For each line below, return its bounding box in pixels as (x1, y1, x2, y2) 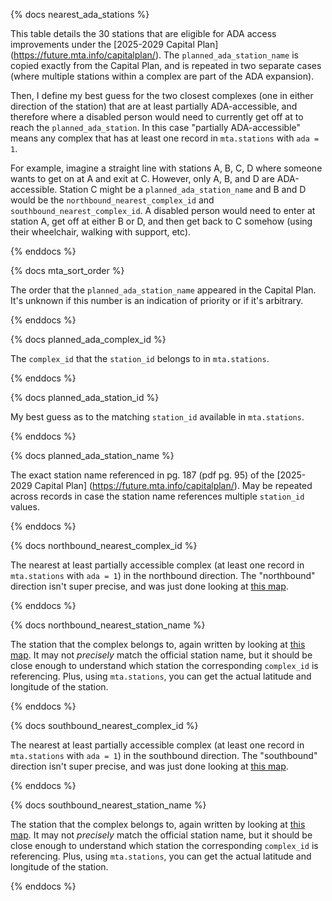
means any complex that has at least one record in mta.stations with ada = (10, 132, 320, 144)
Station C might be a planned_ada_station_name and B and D (59, 184, 307, 195)
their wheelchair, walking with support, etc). (10, 226, 192, 238)
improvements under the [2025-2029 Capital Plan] (10, 39, 219, 50)
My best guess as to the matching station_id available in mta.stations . (10, 411, 305, 423)
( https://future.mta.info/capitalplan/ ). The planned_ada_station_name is (10, 49, 299, 61)
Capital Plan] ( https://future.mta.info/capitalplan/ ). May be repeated (34, 480, 313, 491)
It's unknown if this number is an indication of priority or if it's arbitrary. (10, 295, 304, 306)
